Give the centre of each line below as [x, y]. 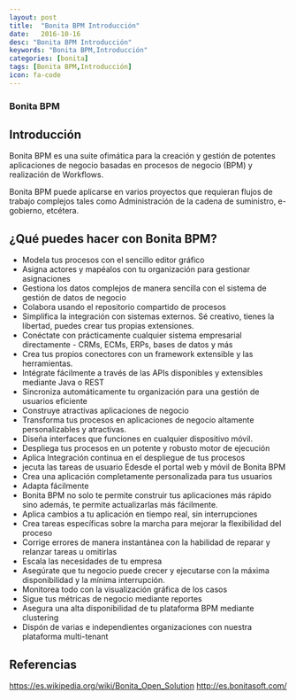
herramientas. [47, 363]
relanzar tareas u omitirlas [69, 552]
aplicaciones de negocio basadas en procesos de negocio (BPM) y [131, 166]
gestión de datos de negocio [74, 298]
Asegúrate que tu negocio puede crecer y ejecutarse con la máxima [145, 571]
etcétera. [63, 211]
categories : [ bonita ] [49, 58]
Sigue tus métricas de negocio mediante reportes [112, 599]
